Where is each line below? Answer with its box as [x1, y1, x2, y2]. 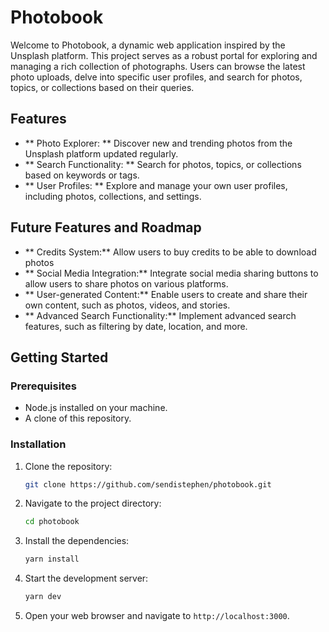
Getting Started [10, 349, 109, 366]
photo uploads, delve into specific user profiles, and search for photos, [10, 71, 303, 83]
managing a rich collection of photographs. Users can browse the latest [10, 60, 306, 72]
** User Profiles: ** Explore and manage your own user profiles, [24, 179, 288, 191]
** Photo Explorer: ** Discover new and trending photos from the [24, 137, 293, 149]
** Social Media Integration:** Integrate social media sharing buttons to [24, 267, 319, 279]
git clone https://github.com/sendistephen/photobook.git [24, 479, 272, 490]
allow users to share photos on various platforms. [24, 277, 229, 290]
